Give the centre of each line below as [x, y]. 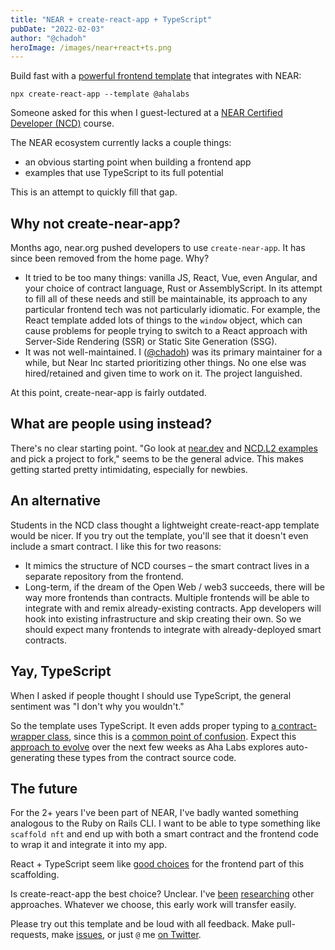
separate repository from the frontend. [104, 576]
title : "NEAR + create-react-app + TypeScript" [111, 19]
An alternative [55, 501]
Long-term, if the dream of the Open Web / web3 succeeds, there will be [174, 587]
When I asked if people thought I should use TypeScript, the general [151, 695]
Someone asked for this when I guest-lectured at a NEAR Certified [146, 113]
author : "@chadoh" [48, 38]
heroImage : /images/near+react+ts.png [91, 47]
